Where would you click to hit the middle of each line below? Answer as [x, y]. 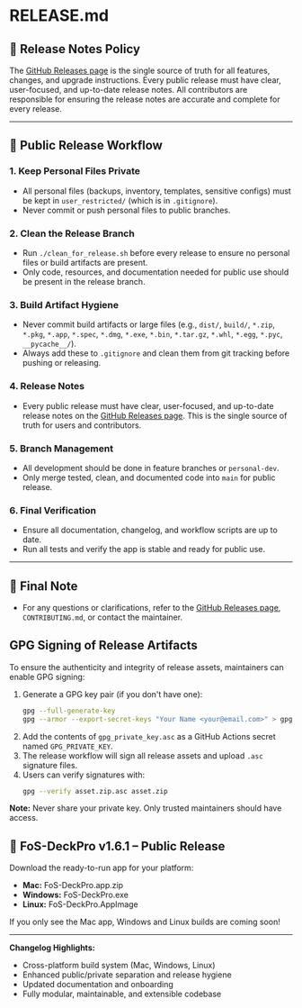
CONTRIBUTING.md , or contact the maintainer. [102, 617]
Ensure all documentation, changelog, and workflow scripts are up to [150, 530]
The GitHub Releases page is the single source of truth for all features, [140, 70]
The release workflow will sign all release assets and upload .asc [142, 755]
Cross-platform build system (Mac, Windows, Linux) [119, 966]
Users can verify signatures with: [84, 775]
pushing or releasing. [62, 363]
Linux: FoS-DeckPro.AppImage [80, 904]
